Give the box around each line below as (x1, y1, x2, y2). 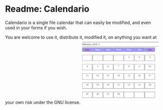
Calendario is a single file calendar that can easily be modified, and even (5, 20, 151, 25)
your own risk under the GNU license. (5, 99, 81, 105)
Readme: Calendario (5, 3, 89, 15)
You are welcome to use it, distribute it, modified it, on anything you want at (5, 34, 157, 40)
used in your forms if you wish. (5, 24, 67, 30)
